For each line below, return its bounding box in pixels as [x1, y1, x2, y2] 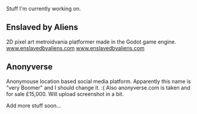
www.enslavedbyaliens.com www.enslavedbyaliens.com [6, 44, 145, 51]
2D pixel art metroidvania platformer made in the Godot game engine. [6, 38, 177, 45]
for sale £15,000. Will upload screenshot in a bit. [6, 90, 124, 97]
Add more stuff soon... [6, 101, 61, 109]
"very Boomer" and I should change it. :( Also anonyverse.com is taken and [6, 84, 190, 91]
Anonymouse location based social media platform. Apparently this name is [6, 78, 192, 85]
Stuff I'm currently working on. [6, 5, 82, 12]
